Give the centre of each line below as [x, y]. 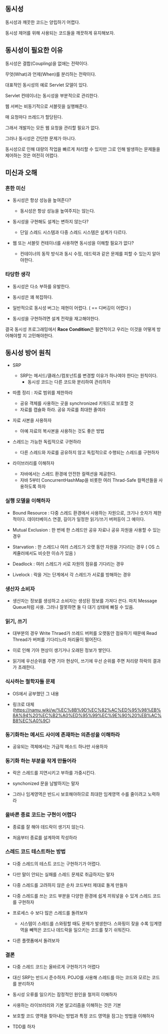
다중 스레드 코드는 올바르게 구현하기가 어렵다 [56, 967]
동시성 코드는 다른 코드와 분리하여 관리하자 [69, 382]
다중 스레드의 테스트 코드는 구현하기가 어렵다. [57, 864]
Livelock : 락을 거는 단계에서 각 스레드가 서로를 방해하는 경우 [72, 574]
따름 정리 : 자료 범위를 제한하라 [42, 393]
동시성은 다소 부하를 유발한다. [41, 286]
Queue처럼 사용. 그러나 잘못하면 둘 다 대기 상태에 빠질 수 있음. [73, 607]
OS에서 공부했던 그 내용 [36, 693]
